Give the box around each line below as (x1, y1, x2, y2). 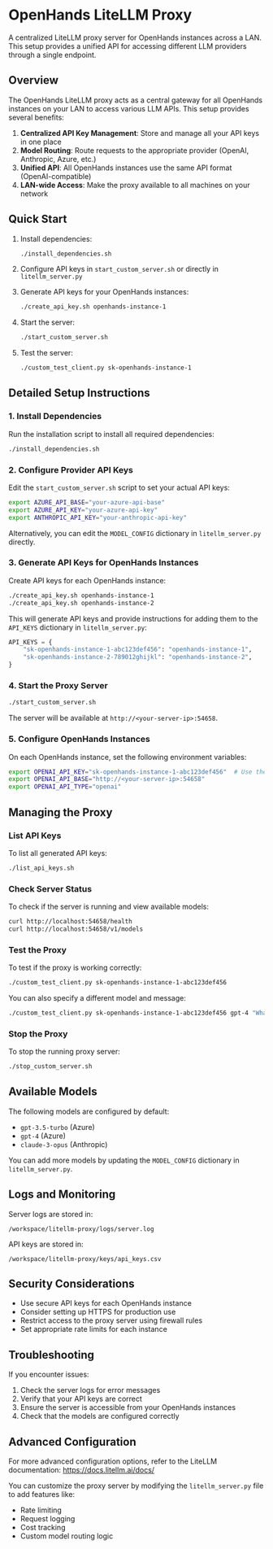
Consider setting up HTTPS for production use (19, 1307, 176, 1317)
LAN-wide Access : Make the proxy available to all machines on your (19, 180, 250, 190)
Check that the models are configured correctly (19, 1412, 180, 1421)
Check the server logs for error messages (19, 1385, 161, 1395)
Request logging (19, 1514, 76, 1524)
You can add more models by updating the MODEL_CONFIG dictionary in (8, 1155, 240, 1165)
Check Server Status (8, 883, 92, 894)
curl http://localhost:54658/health (8, 918, 132, 926)
